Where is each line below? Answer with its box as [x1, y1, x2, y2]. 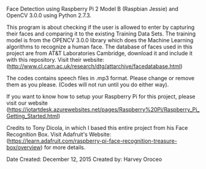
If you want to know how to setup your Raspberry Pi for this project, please [6, 93, 196, 100]
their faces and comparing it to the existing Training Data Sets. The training [6, 30, 196, 37]
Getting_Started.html [6, 113, 59, 119]
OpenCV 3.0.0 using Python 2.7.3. [6, 12, 92, 19]
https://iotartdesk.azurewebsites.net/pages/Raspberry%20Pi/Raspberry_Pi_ [8, 106, 200, 113]
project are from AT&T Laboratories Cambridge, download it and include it [6, 50, 193, 57]
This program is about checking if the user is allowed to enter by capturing [6, 24, 195, 31]
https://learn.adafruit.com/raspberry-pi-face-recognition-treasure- [8, 137, 178, 145]
